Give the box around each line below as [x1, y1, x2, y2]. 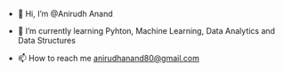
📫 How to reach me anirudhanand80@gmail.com [17, 53, 200, 63]
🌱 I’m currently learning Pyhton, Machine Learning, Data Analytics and [17, 26, 276, 36]
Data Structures [17, 36, 76, 45]
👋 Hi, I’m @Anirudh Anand [17, 9, 113, 19]
